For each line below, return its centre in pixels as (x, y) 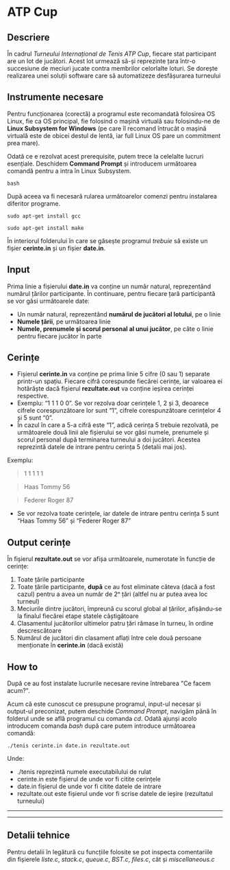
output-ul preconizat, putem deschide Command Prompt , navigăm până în (112, 711)
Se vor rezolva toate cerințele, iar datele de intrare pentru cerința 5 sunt (118, 514)
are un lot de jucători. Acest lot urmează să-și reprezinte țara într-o (101, 61)
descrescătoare (39, 631)
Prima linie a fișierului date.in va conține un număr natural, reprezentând (109, 286)
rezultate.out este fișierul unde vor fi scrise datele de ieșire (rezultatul (115, 794)
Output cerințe (39, 542)
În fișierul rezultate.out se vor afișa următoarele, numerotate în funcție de (111, 559)
